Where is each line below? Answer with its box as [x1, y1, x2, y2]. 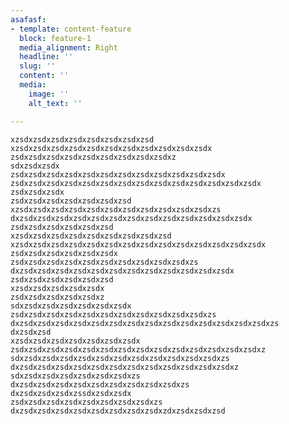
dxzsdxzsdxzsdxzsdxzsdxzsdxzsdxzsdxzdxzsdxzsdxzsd [10, 406, 226, 416]
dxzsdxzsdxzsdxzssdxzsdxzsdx [10, 388, 132, 398]
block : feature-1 [19, 33, 92, 43]
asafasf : [10, 14, 47, 25]
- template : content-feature [10, 24, 132, 34]
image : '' [28, 89, 70, 99]
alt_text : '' [28, 98, 83, 108]
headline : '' [19, 52, 74, 62]
